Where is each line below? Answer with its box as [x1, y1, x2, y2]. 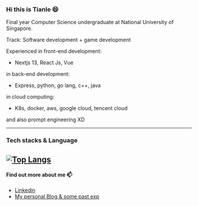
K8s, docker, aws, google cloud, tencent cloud [14, 105, 128, 112]
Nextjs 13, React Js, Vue [14, 59, 74, 67]
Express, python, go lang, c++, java [14, 82, 101, 89]
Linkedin [14, 187, 36, 194]
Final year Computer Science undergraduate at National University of [6, 19, 174, 26]
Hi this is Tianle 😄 [6, 5, 59, 14]
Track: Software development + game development [6, 36, 131, 44]
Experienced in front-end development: [6, 48, 102, 55]
